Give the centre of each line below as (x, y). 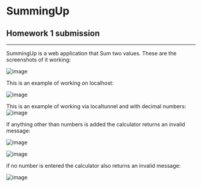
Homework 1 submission (53, 33)
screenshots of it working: (38, 60)
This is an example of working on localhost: (60, 83)
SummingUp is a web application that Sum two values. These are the (91, 53)
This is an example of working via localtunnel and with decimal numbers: (96, 106)
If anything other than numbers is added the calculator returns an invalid (96, 124)
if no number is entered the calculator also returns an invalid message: (93, 166)
